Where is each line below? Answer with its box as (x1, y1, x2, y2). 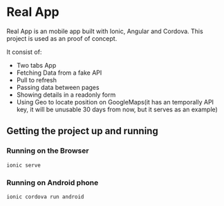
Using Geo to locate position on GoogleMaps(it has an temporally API (16, 97, 214, 106)
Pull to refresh (16, 75, 57, 84)
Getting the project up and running (6, 125, 158, 137)
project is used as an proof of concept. (6, 34, 118, 42)
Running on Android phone (6, 178, 99, 187)
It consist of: (6, 48, 42, 56)
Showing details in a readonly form (16, 91, 116, 99)
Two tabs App (16, 61, 57, 69)
